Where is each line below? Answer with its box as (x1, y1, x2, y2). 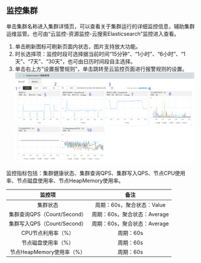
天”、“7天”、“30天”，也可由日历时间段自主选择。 (14, 57, 136, 65)
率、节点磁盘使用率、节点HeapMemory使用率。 (6, 177, 124, 184)
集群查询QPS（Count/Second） (8, 210, 87, 218)
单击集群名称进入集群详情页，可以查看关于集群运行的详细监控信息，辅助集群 (6, 23, 195, 30)
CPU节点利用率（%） (21, 230, 75, 237)
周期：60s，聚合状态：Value (95, 201, 166, 208)
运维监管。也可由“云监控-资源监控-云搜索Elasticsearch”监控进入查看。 (6, 30, 179, 37)
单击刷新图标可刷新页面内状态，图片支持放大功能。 (14, 42, 141, 50)
